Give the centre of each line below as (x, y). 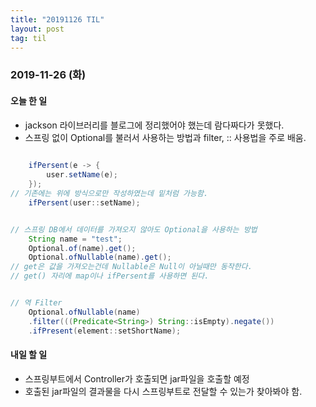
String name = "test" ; (75, 239)
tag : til (28, 38)
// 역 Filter (36, 303)
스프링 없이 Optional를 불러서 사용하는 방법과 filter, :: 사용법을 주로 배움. (165, 137)
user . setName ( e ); (82, 175)
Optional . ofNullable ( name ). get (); (100, 257)
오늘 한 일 (29, 100)
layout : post (37, 29)
